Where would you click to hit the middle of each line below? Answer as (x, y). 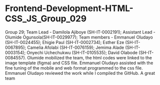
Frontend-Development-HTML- (69, 8)
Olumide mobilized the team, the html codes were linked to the (89, 57)
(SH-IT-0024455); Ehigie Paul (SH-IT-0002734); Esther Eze (65, 42)
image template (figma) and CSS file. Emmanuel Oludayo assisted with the (79, 63)
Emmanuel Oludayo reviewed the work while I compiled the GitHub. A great (80, 73)
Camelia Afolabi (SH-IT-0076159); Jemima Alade (76, 47)
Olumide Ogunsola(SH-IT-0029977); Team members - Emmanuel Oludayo (79, 37)
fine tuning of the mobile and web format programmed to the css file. (74, 68)
